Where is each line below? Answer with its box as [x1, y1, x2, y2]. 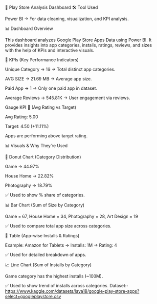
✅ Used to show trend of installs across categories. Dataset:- [5, 283, 129, 288]
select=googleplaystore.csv [5, 294, 61, 299]
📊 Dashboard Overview [5, 25, 53, 31]
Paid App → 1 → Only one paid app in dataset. [5, 85, 97, 91]
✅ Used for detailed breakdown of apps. [5, 252, 87, 257]
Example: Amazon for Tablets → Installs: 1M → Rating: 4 [5, 242, 117, 248]
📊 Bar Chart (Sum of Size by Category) [5, 202, 85, 208]
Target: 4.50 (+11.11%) [5, 124, 49, 129]
